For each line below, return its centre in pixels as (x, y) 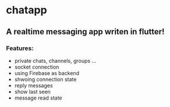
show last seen (33, 91)
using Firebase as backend (47, 73)
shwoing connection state (45, 79)
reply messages (34, 85)
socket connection (37, 67)
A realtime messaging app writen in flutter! (85, 32)
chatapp (27, 10)
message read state (38, 98)
